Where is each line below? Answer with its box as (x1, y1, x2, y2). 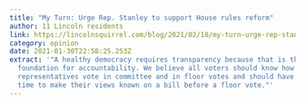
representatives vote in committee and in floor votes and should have (17, 72, 295, 81)
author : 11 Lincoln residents (9, 22, 124, 31)
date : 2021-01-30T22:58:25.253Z (9, 47, 132, 56)
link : (9, 30, 30, 39)
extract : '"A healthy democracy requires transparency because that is (9, 55, 286, 64)
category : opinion (9, 38, 79, 48)
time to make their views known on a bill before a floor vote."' (17, 80, 274, 90)
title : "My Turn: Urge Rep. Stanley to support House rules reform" (9, 13, 274, 23)
